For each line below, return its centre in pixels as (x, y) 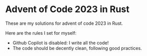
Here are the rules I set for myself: (41, 33)
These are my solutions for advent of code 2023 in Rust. (64, 23)
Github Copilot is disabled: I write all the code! (61, 43)
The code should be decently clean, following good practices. (77, 48)
